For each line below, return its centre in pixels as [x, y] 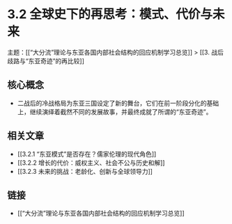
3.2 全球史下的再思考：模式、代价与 [110, 14]
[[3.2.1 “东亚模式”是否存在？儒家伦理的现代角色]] [87, 154]
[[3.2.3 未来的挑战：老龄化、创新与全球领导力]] [85, 171]
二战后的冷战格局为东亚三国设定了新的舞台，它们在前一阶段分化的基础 [118, 103]
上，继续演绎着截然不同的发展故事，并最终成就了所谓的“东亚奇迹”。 [115, 111]
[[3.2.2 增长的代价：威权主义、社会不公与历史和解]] [91, 162]
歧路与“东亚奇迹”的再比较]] [46, 61]
